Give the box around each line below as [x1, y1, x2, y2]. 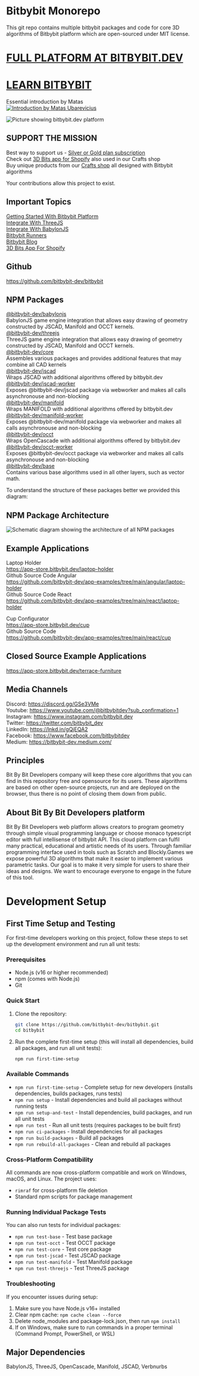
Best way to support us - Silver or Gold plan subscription [6, 149, 145, 156]
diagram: [6, 493, 28, 500]
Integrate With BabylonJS [6, 225, 69, 232]
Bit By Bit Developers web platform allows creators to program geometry [6, 824, 185, 831]
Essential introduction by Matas [6, 98, 83, 105]
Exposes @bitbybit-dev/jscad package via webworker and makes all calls [6, 386, 186, 394]
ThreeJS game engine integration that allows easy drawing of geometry [6, 336, 183, 343]
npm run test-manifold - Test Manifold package [14, 1259, 133, 1266]
